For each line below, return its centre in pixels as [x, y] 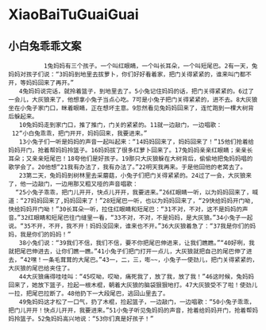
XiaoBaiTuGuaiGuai [73, 15]
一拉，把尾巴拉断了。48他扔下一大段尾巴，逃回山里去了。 [89, 294]
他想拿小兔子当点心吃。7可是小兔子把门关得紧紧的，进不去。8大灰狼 [162, 100]
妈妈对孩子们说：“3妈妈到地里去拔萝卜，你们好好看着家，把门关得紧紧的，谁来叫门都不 [130, 75]
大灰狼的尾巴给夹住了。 [41, 268]
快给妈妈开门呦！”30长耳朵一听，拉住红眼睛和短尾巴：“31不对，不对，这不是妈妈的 [125, 209]
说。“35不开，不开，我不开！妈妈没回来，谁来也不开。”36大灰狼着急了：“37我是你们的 [129, 226]
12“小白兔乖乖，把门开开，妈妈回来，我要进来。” [79, 133]
